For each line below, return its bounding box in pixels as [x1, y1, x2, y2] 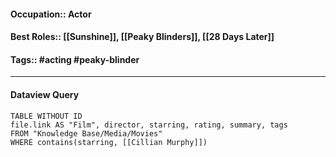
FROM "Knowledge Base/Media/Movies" [10, 128, 163, 139]
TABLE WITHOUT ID [10, 111, 83, 121]
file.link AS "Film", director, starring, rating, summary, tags [10, 120, 288, 130]
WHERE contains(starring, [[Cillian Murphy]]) [10, 137, 208, 147]
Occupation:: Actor [10, 8, 92, 20]
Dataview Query [10, 88, 80, 100]
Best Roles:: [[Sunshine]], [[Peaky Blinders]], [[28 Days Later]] [10, 31, 275, 43]
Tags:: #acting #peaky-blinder [10, 53, 140, 65]
